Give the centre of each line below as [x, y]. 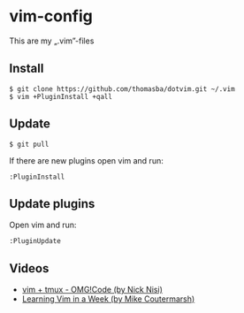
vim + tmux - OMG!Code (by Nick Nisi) [92, 290]
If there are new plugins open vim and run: [86, 160]
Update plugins [52, 204]
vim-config [51, 16]
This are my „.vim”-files [52, 41]
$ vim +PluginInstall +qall [61, 96]
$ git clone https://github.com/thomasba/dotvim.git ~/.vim [122, 89]
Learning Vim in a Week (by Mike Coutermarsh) [108, 299]
